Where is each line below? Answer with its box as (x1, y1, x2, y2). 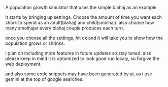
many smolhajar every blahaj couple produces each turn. (5, 25, 124, 31)
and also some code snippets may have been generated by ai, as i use (5, 71, 152, 77)
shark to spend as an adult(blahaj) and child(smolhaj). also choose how (5, 20, 154, 25)
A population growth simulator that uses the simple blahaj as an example (5, 5, 157, 10)
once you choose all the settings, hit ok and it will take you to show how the (5, 35, 163, 41)
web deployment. (5, 61, 42, 67)
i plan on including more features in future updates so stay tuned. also (5, 50, 152, 56)
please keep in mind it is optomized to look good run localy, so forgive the (5, 55, 160, 62)
